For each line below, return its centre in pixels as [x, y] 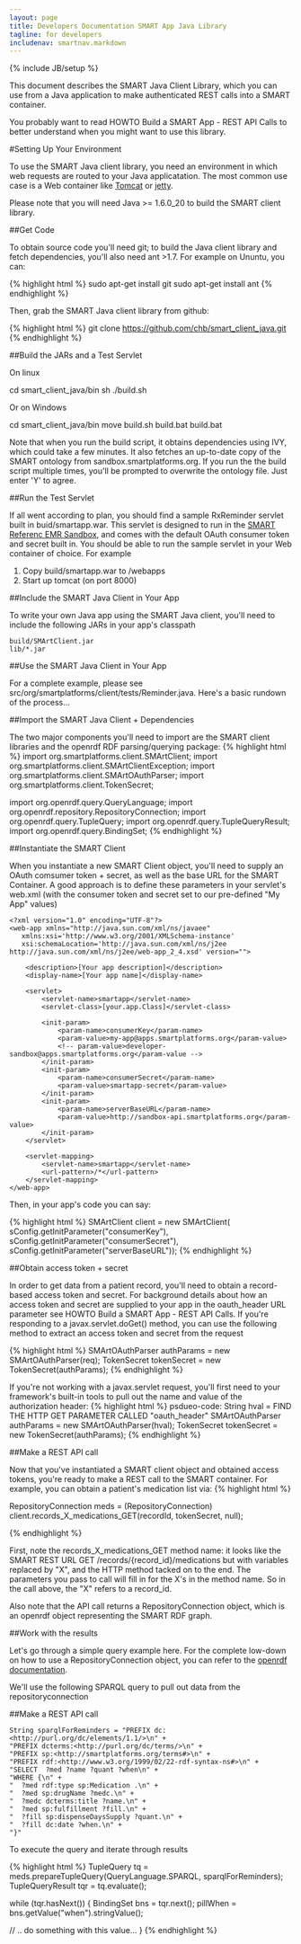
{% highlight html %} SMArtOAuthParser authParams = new [120, 1351]
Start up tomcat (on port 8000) [80, 581]
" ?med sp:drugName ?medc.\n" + [72, 1794]
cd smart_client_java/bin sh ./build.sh [78, 390]
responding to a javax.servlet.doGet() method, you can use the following [143, 1324]
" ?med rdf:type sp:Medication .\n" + [84, 1786]
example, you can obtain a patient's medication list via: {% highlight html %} [150, 1489]
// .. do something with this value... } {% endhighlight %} [113, 1931]
